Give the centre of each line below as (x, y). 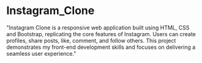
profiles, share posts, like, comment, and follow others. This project (91, 40)
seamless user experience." (41, 53)
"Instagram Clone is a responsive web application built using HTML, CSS (98, 28)
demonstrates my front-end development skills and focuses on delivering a (101, 47)
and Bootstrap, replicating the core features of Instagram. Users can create (101, 34)
